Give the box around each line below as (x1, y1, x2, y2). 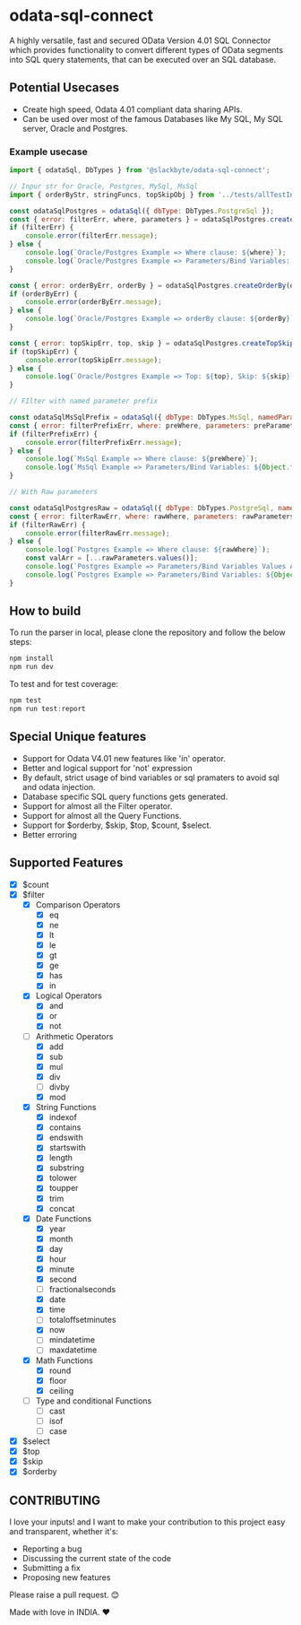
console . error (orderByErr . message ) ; (25, 298, 163, 307)
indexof (48, 1112, 78, 1123)
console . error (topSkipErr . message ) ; (25, 355, 163, 364)
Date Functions (35, 1212, 92, 1224)
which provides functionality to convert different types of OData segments (9, 44, 284, 55)
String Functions (35, 1101, 97, 1112)
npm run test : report (9, 705, 87, 714)
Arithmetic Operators (35, 1030, 114, 1041)
